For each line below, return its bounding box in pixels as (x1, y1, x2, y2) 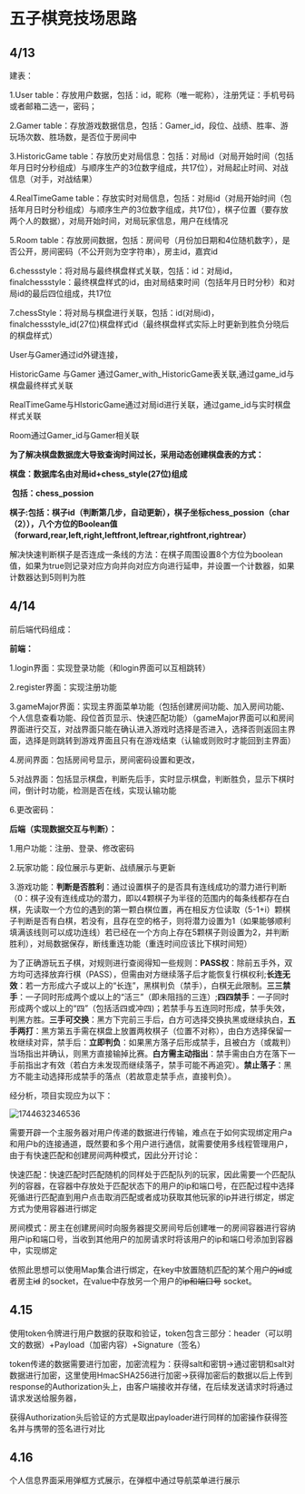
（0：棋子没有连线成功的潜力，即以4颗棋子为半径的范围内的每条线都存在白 (9, 892, 290, 903)
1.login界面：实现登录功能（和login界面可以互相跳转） (9, 662, 211, 673)
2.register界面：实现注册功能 (9, 682, 118, 693)
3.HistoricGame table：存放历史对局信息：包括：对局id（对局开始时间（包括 (9, 151, 294, 162)
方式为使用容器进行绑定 (9, 1203, 97, 1214)
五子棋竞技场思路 (9, 8, 138, 29)
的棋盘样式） (9, 330, 57, 340)
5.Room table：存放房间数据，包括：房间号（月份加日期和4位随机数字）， (9, 235, 283, 245)
